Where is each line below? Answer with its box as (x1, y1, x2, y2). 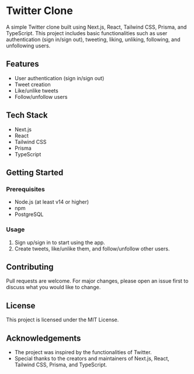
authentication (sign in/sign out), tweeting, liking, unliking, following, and (6, 36, 181, 43)
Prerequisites (6, 185, 45, 193)
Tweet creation (14, 81, 51, 88)
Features (6, 59, 39, 69)
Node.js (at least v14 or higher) (14, 198, 89, 205)
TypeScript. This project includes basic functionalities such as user (6, 29, 168, 36)
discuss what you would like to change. (6, 284, 101, 291)
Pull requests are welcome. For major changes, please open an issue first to (6, 277, 189, 284)
